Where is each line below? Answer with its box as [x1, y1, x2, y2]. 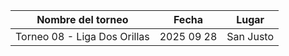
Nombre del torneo [36, 13, 129, 26]
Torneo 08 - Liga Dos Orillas [15, 30, 150, 43]
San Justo [226, 30, 275, 43]
